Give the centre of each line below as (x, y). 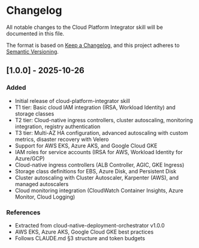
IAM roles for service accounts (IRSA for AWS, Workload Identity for (99, 152)
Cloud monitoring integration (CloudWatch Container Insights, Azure (99, 190)
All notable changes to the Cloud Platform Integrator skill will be (85, 27)
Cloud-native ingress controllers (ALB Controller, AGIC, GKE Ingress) (99, 165)
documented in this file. (35, 33)
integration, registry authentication (58, 126)
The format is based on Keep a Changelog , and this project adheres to (93, 45)
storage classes (34, 113)
